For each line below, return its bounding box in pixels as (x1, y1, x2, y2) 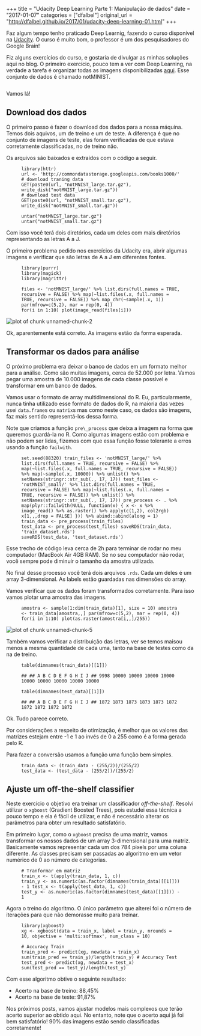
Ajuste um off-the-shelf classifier (6, 784, 134, 794)
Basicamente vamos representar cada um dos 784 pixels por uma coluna (6, 844, 187, 851)
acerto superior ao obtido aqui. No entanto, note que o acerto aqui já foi (6, 1011, 184, 1019)
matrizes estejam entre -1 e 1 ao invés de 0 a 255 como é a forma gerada (6, 733, 187, 740)
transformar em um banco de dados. (6, 382, 97, 389)
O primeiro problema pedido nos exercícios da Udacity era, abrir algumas (6, 247, 188, 254)
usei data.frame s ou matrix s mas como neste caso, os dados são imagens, (6, 406, 192, 414)
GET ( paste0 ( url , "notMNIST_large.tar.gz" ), (21, 182, 132, 188)
